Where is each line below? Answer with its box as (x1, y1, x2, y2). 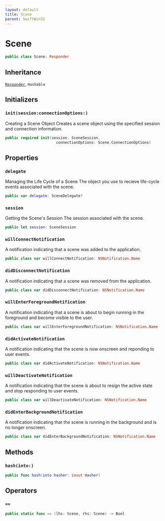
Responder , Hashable (5, 81, 45, 87)
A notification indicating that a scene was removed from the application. (5, 278, 152, 284)
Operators (5, 487, 38, 495)
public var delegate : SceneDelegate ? (5, 194, 83, 198)
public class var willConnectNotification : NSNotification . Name (5, 256, 140, 261)
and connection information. (5, 126, 63, 131)
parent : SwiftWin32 (5, 16, 45, 21)
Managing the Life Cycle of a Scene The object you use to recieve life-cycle (5, 179, 160, 185)
